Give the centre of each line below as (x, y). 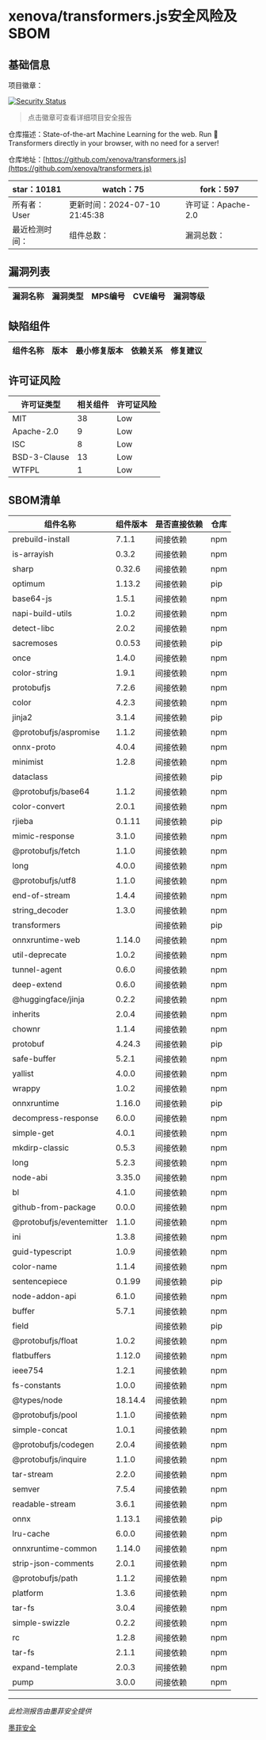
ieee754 (28, 1370)
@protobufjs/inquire (49, 1460)
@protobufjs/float (45, 1341)
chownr (27, 1029)
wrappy (27, 1088)
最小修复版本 (100, 351)
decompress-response (55, 1119)
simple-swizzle (41, 1623)
